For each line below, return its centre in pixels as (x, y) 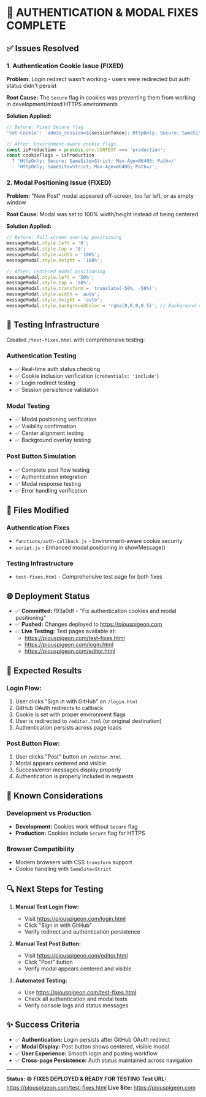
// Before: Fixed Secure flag (45, 127)
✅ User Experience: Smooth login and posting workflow (86, 1053)
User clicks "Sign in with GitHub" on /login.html (76, 701)
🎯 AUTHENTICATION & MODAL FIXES (102, 13)
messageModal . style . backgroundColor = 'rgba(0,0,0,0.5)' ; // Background (101, 306)
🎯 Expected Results (44, 670)
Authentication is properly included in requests (74, 776)
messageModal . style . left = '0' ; (48, 243)
